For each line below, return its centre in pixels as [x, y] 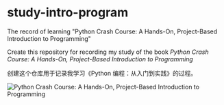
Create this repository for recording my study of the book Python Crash [108, 52]
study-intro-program [68, 13]
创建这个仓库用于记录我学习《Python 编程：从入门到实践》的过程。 [102, 73]
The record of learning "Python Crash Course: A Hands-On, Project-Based [112, 31]
